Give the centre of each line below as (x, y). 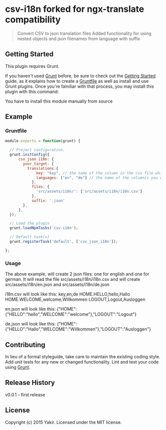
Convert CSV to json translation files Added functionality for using (84, 33)
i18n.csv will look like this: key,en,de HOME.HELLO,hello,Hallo (67, 294)
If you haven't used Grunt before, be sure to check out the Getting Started (80, 76)
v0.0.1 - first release (25, 394)
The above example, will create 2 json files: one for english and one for (77, 274)
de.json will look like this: (30, 324)
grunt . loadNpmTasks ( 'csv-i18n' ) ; (44, 228)
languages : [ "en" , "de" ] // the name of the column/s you (97, 178)
